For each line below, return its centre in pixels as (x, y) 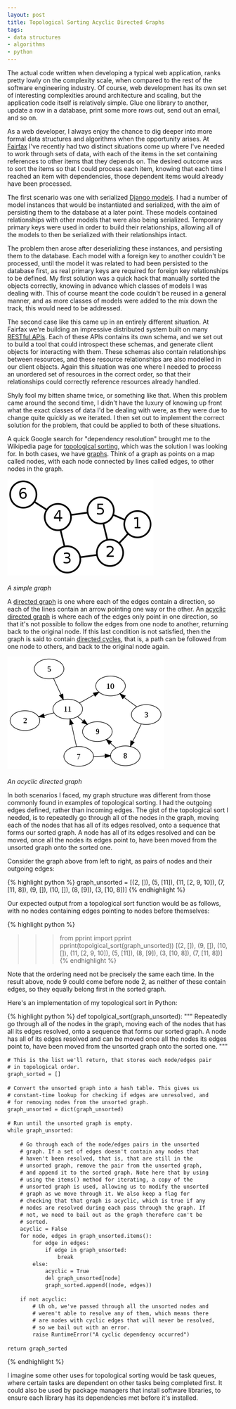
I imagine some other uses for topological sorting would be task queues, (112, 1375)
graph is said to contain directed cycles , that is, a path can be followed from (117, 639)
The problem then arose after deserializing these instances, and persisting (115, 248)
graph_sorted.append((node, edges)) (98, 1285)
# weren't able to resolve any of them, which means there (121, 1313)
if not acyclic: (44, 1299)
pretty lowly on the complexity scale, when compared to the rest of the (110, 80)
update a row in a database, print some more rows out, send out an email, (114, 110)
